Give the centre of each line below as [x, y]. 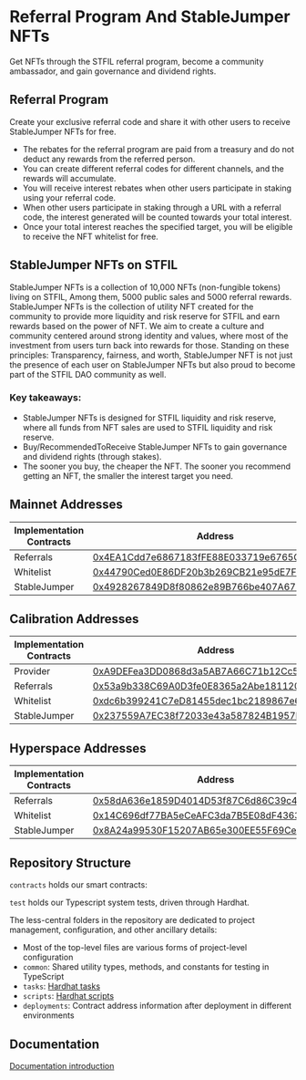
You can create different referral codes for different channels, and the [153, 168]
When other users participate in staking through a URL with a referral [152, 207]
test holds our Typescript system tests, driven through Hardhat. [130, 903]
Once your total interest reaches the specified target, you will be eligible [158, 226]
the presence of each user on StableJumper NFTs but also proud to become [153, 364]
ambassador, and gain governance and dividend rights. [113, 71]
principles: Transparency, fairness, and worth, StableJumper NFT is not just [151, 355]
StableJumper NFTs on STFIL [94, 265]
